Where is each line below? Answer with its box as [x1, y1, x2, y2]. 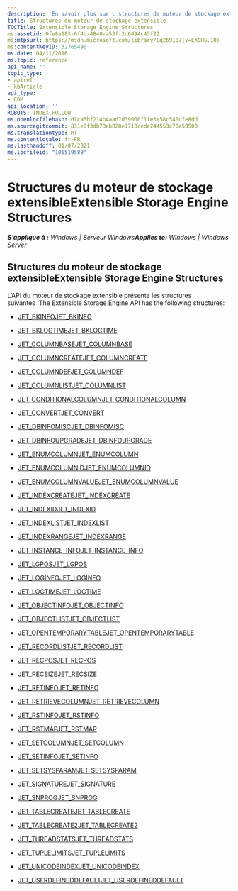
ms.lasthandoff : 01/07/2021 [7, 143, 91, 150]
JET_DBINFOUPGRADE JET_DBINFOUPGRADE [17, 436, 152, 444]
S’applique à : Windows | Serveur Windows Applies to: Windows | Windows [7, 233, 229, 241]
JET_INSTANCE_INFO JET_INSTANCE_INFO [17, 546, 144, 554]
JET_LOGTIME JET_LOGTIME [17, 587, 101, 596]
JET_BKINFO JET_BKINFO [17, 312, 92, 321]
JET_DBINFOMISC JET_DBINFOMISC [17, 422, 125, 431]
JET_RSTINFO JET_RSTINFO [17, 711, 100, 719]
